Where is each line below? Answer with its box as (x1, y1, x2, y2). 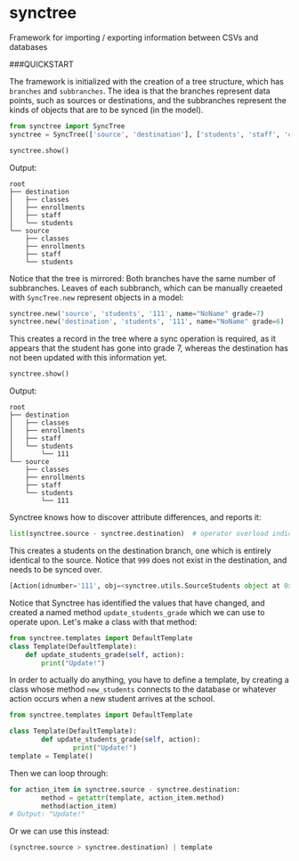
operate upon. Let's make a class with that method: (9, 616, 198, 627)
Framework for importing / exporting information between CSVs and (9, 32, 259, 43)
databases (9, 41, 48, 52)
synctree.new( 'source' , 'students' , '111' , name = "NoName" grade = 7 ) (9, 309, 265, 318)
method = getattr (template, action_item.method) (41, 793, 225, 802)
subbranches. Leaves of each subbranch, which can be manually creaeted (9, 282, 283, 293)
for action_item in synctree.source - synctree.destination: (9, 784, 241, 794)
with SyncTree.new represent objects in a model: (9, 292, 184, 303)
